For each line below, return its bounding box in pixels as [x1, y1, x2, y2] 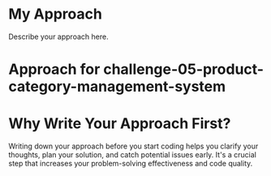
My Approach [8, 5, 103, 24]
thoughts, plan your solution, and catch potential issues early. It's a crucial [8, 150, 257, 160]
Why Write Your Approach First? [8, 114, 231, 133]
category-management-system [8, 78, 226, 96]
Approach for [8, 60, 101, 79]
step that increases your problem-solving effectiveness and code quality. [8, 159, 253, 169]
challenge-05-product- [102, 60, 265, 79]
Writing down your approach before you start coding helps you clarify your [8, 141, 259, 151]
